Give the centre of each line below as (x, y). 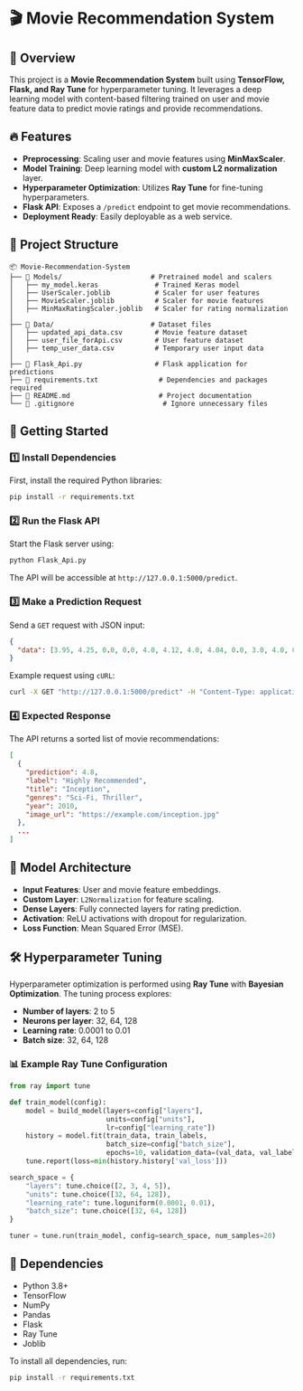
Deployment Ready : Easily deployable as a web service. (127, 216)
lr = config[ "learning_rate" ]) (161, 1128)
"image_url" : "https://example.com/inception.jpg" (123, 814)
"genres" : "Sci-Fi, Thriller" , (84, 798)
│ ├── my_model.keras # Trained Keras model (125, 285)
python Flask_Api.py (48, 561)
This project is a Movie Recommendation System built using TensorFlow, (147, 80)
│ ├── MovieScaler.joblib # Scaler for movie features (137, 300)
